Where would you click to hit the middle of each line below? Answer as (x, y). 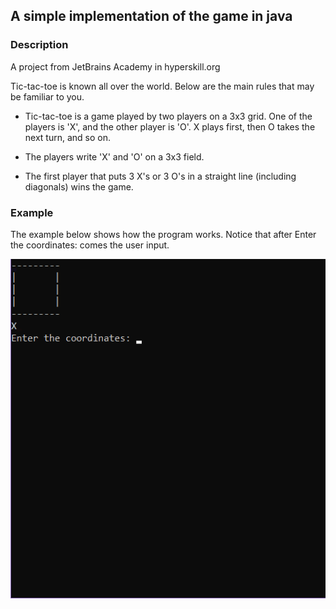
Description (39, 45)
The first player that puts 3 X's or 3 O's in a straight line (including (160, 176)
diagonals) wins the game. (79, 186)
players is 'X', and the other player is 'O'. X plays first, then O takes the (170, 126)
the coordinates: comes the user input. (90, 245)
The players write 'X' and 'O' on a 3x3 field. (114, 156)
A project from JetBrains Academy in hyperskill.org (115, 66)
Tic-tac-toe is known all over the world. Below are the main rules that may (162, 86)
